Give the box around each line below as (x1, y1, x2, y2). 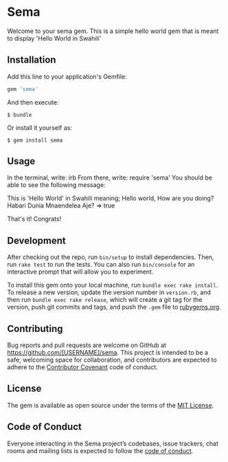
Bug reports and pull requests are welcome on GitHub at (7, 341, 167, 349)
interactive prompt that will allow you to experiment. (7, 267, 154, 276)
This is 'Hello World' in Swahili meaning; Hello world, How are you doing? (7, 194, 214, 203)
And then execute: (7, 98, 59, 107)
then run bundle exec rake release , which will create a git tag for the (7, 296, 203, 304)
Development (7, 234, 67, 246)
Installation (7, 54, 56, 66)
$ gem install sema (7, 137, 63, 144)
